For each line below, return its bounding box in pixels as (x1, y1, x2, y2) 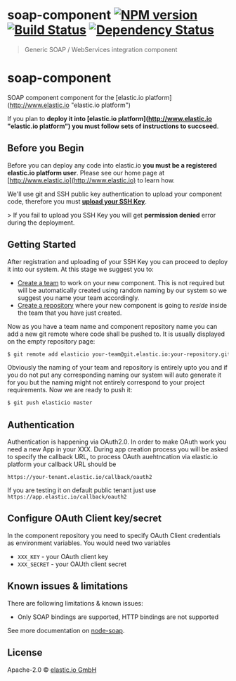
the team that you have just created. (17, 308, 122, 317)
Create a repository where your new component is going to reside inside (17, 301, 227, 309)
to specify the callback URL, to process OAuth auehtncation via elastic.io (7, 453, 218, 461)
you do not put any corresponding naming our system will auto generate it (7, 370, 222, 380)
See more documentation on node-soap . (7, 626, 125, 635)
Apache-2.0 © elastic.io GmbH (7, 666, 97, 674)
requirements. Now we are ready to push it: (7, 386, 133, 394)
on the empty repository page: (7, 337, 96, 345)
